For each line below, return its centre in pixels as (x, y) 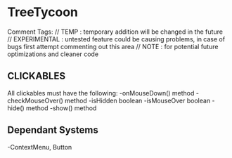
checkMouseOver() (35, 100)
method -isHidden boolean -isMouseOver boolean (137, 100)
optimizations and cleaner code (53, 54)
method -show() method (61, 108)
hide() (16, 108)
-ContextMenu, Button (40, 147)
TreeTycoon (43, 12)
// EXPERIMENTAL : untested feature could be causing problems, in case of (116, 39)
